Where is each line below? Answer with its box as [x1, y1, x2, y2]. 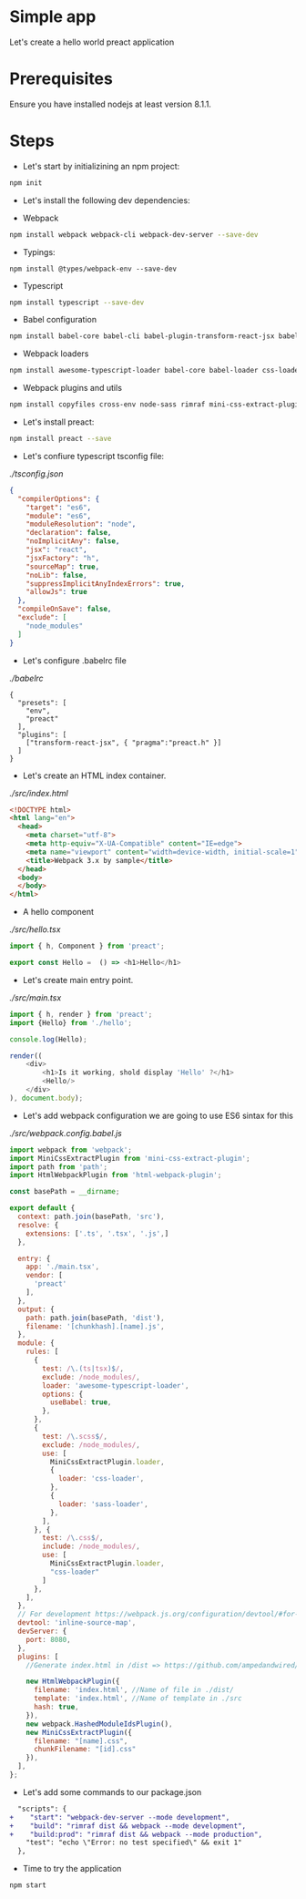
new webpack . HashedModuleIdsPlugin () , [25, 1719, 173, 1729]
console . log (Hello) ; [9, 1034, 88, 1044]
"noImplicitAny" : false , [25, 537, 120, 546]
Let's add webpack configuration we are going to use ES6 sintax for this [22, 1110, 294, 1121]
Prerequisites [9, 68, 114, 89]
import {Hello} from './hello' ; [9, 1018, 132, 1027]
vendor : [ [25, 1271, 64, 1280]
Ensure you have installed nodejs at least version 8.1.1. [9, 98, 212, 109]
